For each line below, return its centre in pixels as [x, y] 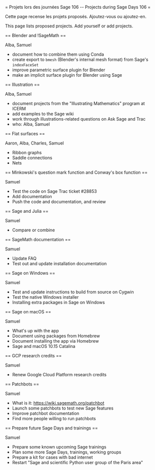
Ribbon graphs [27, 153]
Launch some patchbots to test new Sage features [63, 408]
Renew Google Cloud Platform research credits [59, 375]
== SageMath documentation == [38, 239]
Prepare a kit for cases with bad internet [52, 457]
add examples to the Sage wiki [43, 114]
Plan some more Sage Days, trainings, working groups [67, 452]
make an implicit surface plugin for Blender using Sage [67, 75]
